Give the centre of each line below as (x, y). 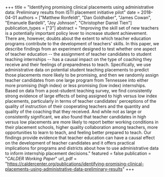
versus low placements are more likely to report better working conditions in (82, 122)
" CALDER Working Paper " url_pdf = (41, 159)
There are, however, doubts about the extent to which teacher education (78, 38)
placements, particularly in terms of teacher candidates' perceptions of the (81, 101)
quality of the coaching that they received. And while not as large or (73, 112)
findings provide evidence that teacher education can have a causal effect (80, 138)
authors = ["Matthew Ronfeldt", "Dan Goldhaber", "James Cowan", (85, 17)
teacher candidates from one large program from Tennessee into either (77, 80)
